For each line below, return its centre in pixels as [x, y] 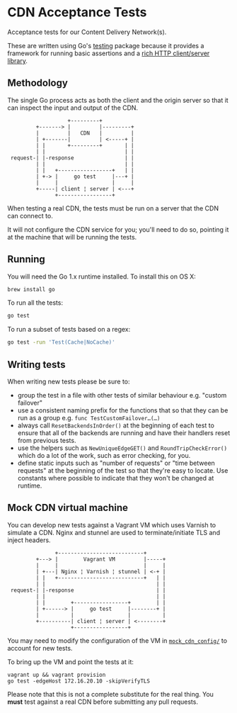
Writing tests [36, 365]
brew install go [31, 289]
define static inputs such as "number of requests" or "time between [116, 463]
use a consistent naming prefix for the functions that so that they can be [123, 410]
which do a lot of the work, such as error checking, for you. [104, 455]
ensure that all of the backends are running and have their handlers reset [124, 433]
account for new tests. [40, 648]
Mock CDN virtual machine [68, 508]
